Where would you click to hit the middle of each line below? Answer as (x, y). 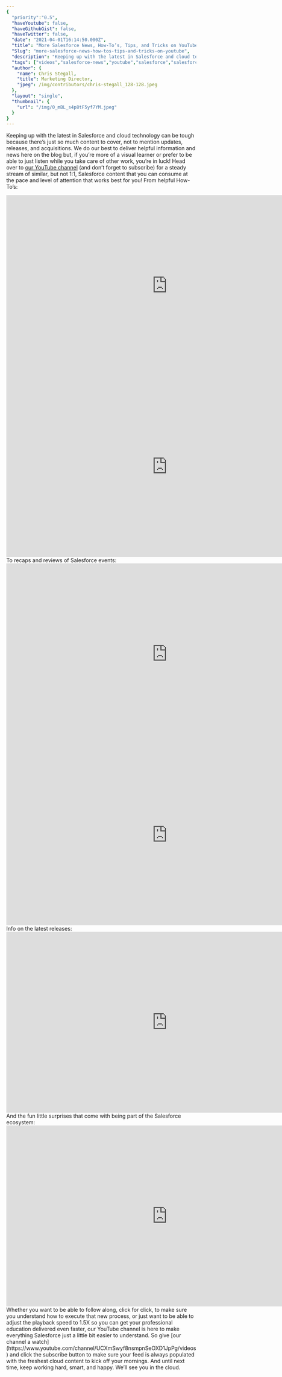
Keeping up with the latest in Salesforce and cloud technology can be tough (100, 136)
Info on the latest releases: (39, 929)
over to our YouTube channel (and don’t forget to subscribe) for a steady (96, 168)
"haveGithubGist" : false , (44, 29)
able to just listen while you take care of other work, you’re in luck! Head (96, 161)
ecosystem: (21, 1122)
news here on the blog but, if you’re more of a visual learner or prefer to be (99, 155)
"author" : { (27, 68)
